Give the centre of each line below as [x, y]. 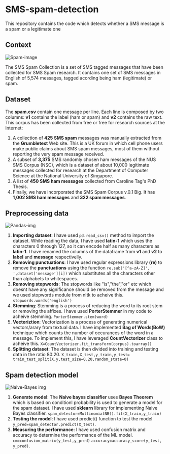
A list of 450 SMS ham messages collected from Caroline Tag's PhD [84, 181]
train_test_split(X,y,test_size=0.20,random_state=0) [71, 359]
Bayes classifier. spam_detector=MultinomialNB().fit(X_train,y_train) [87, 413]
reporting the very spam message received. [58, 154]
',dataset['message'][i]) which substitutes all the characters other [84, 273]
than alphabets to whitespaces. [45, 279]
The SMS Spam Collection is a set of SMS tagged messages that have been [84, 67]
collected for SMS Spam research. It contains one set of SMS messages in [83, 72]
